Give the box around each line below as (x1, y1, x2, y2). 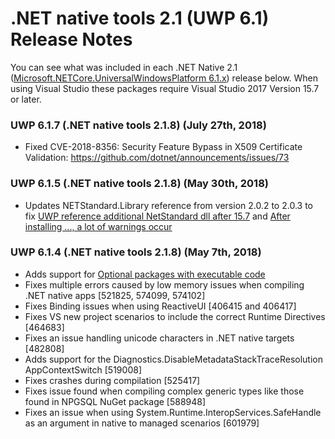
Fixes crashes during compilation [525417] (24, 374, 201, 386)
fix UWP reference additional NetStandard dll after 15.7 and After (24, 210, 291, 222)
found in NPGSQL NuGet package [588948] (24, 395, 207, 407)
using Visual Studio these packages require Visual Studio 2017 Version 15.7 (10, 82, 320, 94)
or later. (10, 93, 42, 105)
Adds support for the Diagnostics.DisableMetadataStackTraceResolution (24, 353, 323, 365)
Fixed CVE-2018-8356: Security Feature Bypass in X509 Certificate (24, 141, 303, 153)
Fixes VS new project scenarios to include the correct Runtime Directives (24, 310, 326, 322)
